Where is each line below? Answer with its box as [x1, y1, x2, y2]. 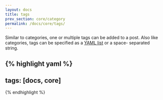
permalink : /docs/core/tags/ [5, 21, 65, 26]
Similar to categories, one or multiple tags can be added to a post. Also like [5, 35, 159, 41]
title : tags [5, 12, 30, 17]
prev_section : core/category [5, 16, 65, 21]
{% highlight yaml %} [5, 59, 73, 68]
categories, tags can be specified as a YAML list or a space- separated [5, 40, 150, 46]
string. [5, 45, 18, 51]
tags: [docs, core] [5, 76, 61, 85]
